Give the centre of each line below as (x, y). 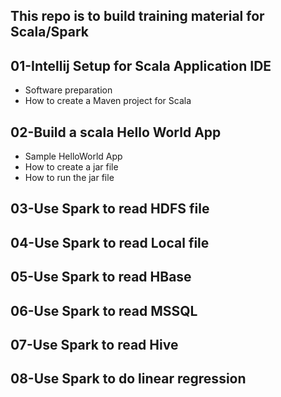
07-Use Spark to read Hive (94, 344)
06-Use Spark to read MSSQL (104, 310)
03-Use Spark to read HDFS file (110, 209)
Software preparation (68, 90)
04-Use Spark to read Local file (110, 242)
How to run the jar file (69, 178)
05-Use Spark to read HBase (101, 277)
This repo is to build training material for (137, 16)
